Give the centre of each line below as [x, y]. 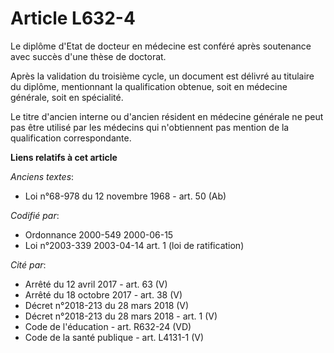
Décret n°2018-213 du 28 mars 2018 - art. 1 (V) [121, 316]
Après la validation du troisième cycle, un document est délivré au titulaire [162, 76]
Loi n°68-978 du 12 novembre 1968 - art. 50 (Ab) [125, 196]
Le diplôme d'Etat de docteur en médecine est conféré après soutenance [161, 46]
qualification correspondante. [71, 138]
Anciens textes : [42, 176]
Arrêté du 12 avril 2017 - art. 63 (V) [96, 284]
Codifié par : [35, 215]
